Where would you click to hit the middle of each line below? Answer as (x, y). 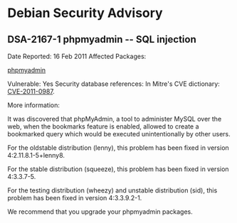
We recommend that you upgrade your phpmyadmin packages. (100, 212)
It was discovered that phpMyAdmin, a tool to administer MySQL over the (115, 119)
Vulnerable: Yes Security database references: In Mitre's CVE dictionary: (114, 84)
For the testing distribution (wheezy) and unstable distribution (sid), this (112, 190)
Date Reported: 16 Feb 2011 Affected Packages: (77, 56)
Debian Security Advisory (85, 13)
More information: (34, 105)
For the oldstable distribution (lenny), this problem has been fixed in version (118, 148)
